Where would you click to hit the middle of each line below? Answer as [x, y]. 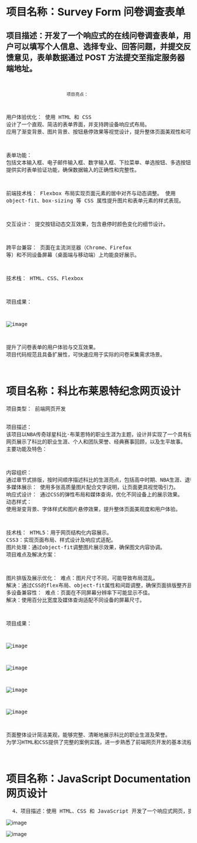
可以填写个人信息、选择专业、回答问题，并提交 [98, 47]
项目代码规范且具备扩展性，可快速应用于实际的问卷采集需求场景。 [86, 354]
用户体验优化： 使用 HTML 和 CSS [49, 117]
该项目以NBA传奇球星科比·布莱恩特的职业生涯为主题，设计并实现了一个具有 [97, 434]
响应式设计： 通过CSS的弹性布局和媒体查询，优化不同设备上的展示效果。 [94, 494]
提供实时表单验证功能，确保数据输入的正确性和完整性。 [73, 170]
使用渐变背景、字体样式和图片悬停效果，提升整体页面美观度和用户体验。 [93, 509]
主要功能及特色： [27, 449]
